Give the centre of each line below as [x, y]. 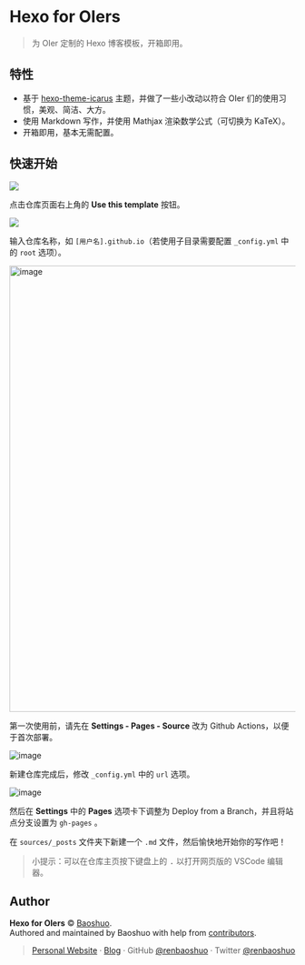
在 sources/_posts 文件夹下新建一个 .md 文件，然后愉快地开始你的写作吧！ [148, 841]
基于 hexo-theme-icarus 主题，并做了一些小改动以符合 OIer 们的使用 [150, 98]
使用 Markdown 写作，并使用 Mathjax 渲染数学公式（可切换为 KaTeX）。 [156, 121]
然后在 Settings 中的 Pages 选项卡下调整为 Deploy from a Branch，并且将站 [152, 810]
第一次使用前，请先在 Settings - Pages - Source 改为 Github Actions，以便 [149, 726]
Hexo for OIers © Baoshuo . [61, 923]
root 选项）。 [43, 252]
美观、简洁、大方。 [74, 109]
